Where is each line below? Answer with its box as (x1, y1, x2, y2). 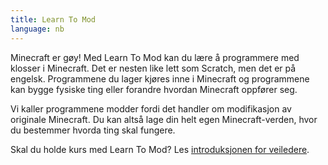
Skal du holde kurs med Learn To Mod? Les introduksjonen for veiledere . (10, 143, 310, 155)
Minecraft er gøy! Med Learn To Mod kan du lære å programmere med (10, 51, 300, 63)
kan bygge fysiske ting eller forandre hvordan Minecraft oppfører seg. (10, 83, 298, 95)
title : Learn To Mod (10, 14, 97, 25)
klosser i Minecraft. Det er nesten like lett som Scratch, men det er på (10, 62, 297, 74)
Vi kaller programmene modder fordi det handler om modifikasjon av (10, 102, 292, 115)
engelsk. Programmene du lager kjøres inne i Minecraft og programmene (10, 72, 310, 85)
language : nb (10, 24, 65, 34)
